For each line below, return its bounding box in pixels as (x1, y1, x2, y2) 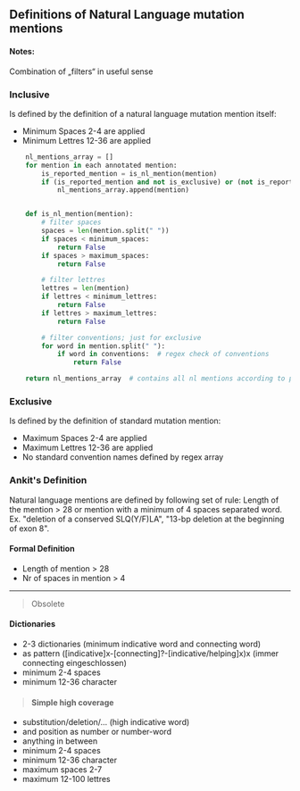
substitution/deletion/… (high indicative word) (21, 717, 190, 728)
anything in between (21, 736, 98, 746)
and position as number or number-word (21, 727, 172, 737)
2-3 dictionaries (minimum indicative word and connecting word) (21, 638, 262, 650)
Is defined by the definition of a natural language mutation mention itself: (9, 108, 277, 119)
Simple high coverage (30, 696, 114, 708)
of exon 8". (9, 522, 50, 534)
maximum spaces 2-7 (21, 764, 103, 775)
